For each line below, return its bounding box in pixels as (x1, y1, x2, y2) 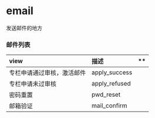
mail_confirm (91, 101, 128, 110)
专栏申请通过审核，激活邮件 (9, 69, 87, 77)
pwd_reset (91, 90, 121, 99)
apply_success (91, 68, 133, 77)
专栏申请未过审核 (9, 80, 57, 88)
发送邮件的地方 (6, 24, 42, 31)
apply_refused (91, 80, 131, 88)
